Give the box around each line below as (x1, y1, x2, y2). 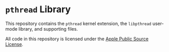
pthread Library (5, 4, 71, 15)
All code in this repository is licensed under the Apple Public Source (5, 36, 149, 42)
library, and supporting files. (18, 25, 78, 32)
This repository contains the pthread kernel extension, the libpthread (5, 20, 152, 27)
